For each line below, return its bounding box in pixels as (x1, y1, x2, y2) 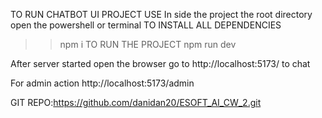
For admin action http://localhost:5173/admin (10, 77, 195, 89)
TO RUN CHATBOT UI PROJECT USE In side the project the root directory (10, 9, 313, 20)
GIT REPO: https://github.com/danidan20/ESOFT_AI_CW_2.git (10, 97, 262, 108)
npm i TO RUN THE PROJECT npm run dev (59, 39, 237, 50)
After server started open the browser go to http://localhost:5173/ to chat (10, 58, 311, 69)
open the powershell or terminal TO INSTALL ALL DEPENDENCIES (10, 19, 282, 31)
